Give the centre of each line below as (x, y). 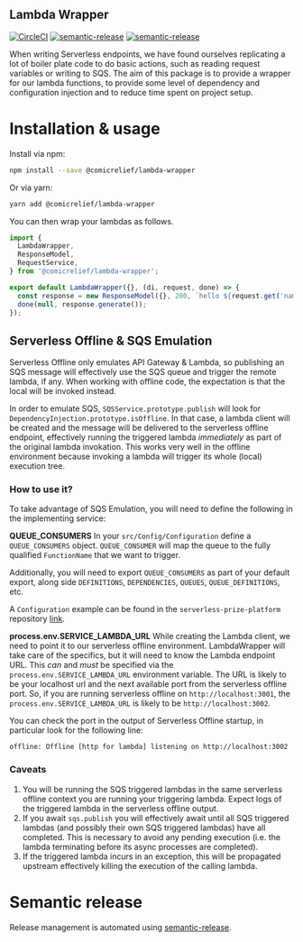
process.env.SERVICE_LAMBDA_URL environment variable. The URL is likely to (148, 674)
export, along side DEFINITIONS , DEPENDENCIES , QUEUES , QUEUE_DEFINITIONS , (145, 582)
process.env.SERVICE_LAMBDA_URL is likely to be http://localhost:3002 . (140, 703)
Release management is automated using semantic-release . (120, 927)
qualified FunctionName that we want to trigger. (95, 555)
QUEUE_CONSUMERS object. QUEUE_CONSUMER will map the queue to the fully (140, 545)
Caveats (28, 770)
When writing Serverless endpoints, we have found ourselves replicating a (147, 54)
